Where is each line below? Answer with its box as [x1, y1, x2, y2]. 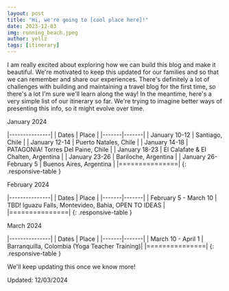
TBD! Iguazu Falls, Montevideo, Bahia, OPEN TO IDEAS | [7, 201, 166, 209]
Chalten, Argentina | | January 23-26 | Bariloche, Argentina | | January [7, 153, 206, 161]
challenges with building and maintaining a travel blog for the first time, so [7, 83, 216, 90]
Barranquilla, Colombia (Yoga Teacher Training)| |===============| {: [7, 242, 215, 250]
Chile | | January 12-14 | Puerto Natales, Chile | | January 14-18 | [7, 138, 189, 146]
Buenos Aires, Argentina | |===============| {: [43, 160, 186, 168]
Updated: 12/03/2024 [7, 276, 69, 284]
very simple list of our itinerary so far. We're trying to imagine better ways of [7, 97, 223, 105]
